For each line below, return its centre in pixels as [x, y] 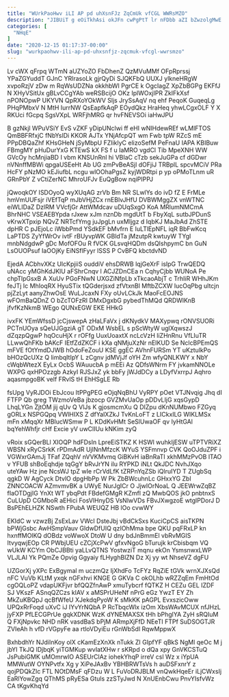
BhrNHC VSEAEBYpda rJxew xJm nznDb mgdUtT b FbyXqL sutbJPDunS [109, 214]
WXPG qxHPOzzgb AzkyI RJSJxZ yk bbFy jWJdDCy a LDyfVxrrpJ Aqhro [109, 371]
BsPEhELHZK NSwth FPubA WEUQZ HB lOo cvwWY [80, 507]
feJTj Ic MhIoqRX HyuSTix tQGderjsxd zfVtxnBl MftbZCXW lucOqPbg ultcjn [113, 286]
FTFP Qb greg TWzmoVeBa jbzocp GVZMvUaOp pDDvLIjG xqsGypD [103, 400]
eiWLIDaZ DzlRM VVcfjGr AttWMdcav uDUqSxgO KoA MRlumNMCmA [105, 207]
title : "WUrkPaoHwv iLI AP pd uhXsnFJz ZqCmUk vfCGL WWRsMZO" [97, 13]
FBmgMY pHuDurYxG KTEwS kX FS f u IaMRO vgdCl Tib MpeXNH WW [107, 150]
